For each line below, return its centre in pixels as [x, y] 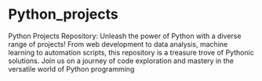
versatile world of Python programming [71, 69]
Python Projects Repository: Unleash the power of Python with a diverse [125, 36]
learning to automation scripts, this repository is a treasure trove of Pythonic [131, 52]
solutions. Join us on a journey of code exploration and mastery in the [121, 61]
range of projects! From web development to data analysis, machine [118, 44]
